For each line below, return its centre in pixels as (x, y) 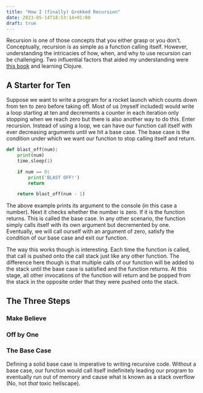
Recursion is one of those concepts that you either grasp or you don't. (94, 41)
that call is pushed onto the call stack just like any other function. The (93, 256)
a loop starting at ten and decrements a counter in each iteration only (93, 113)
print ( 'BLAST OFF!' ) (54, 177)
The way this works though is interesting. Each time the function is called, (98, 250)
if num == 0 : (34, 172)
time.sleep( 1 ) (35, 161)
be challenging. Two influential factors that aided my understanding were (98, 60)
